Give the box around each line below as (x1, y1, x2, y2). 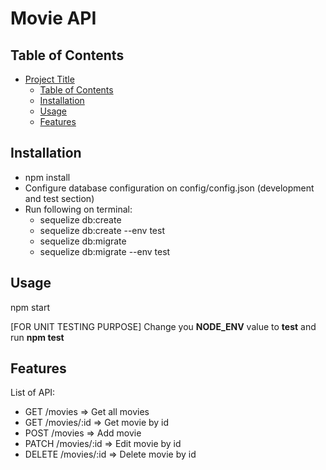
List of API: (10, 387, 56, 399)
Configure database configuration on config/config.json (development (24, 182, 315, 194)
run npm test (10, 331, 65, 343)
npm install (24, 171, 71, 183)
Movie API (10, 7, 97, 30)
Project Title (24, 73, 75, 85)
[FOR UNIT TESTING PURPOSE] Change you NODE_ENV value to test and (10, 320, 317, 332)
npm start (10, 301, 51, 313)
